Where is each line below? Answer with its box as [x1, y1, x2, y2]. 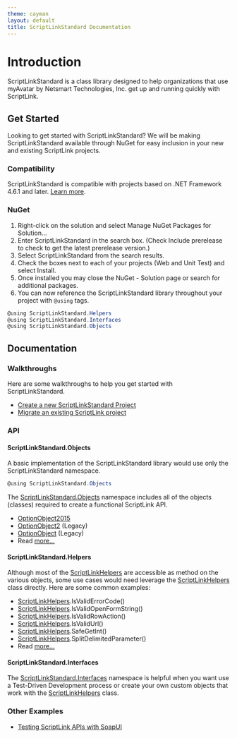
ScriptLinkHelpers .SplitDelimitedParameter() [17, 634, 147, 643]
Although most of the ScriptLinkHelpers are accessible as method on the [7, 569, 219, 577]
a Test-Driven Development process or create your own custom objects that [7, 682, 229, 690]
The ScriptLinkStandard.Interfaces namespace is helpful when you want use [7, 674, 229, 682]
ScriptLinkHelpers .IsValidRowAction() [17, 612, 126, 621]
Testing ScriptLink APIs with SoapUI [17, 722, 122, 731]
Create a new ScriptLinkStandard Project [17, 401, 136, 409]
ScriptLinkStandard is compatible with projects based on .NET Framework [7, 180, 222, 188]
